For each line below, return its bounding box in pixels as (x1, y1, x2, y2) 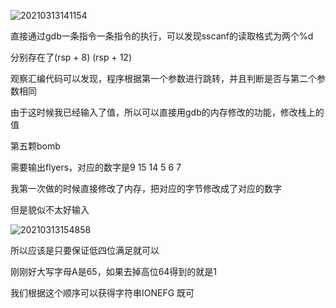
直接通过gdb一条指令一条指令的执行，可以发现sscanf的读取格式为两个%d (10, 30, 314, 42)
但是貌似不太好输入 (10, 204, 90, 215)
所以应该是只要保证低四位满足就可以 (10, 245, 160, 256)
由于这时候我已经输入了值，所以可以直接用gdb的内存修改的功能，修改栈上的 (10, 106, 325, 118)
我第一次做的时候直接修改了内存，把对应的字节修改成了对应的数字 (10, 183, 282, 194)
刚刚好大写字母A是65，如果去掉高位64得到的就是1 (10, 266, 218, 277)
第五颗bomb (10, 140, 61, 152)
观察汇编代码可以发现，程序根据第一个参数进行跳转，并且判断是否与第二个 (10, 73, 317, 84)
